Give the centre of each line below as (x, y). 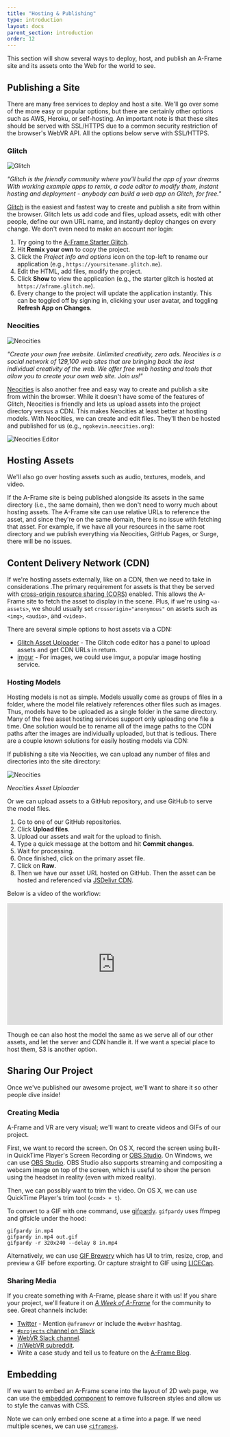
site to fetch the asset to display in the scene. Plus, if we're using (118, 601)
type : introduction (35, 20)
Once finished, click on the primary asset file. (81, 858)
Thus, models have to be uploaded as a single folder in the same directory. (112, 712)
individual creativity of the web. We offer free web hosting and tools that (110, 369)
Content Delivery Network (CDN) (79, 563)
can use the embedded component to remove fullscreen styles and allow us (114, 1399)
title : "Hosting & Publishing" (52, 13)
